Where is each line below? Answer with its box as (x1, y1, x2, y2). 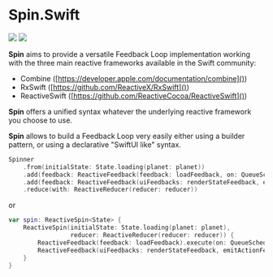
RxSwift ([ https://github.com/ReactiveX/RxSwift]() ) (19, 82, 189, 92)
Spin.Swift (8, 6, 80, 24)
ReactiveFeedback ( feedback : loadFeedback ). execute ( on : (37, 238, 227, 247)
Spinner (8, 155, 35, 163)
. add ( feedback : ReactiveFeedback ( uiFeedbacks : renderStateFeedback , (23, 178, 260, 186)
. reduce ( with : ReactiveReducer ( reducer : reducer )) (23, 185, 198, 194)
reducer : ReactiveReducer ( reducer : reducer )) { (70, 232, 234, 240)
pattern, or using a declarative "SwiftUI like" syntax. (8, 140, 181, 149)
